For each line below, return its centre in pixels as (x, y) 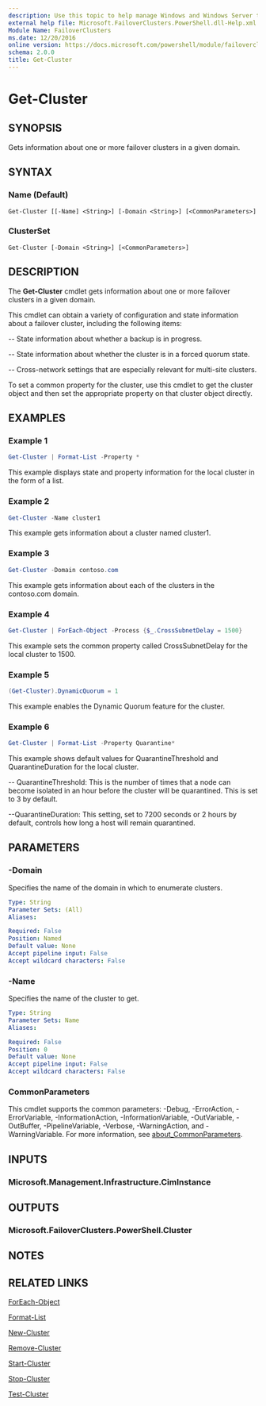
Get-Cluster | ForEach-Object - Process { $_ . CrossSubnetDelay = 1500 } (125, 630)
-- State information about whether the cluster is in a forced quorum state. (129, 354)
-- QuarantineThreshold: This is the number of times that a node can (120, 782)
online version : (35, 45)
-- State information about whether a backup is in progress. (105, 339)
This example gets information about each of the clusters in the (112, 585)
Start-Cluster (29, 1364)
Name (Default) (38, 195)
